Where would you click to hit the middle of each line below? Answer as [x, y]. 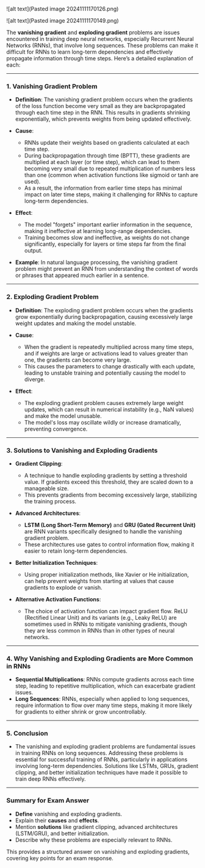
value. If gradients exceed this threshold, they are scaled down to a [109, 482]
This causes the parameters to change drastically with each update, [110, 366]
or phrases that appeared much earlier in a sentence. [82, 275]
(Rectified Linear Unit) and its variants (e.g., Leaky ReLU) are [100, 617]
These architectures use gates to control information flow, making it [109, 544]
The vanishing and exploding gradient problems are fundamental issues [105, 747]
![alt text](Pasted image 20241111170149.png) [63, 20]
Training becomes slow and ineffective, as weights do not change [107, 238]
